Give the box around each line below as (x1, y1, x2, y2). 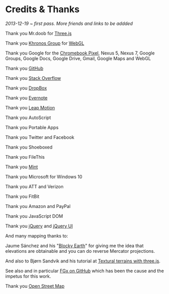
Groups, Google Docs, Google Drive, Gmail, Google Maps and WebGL (5, 55, 151, 62)
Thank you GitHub (5, 65, 43, 71)
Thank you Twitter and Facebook (5, 134, 75, 140)
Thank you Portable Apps (5, 124, 59, 130)
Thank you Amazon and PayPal (5, 203, 71, 209)
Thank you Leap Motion (5, 104, 55, 110)
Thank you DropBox (5, 85, 47, 91)
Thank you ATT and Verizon (5, 183, 64, 189)
